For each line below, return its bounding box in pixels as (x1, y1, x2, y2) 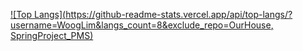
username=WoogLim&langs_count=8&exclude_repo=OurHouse (10, 19, 272, 31)
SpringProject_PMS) (10, 30, 94, 41)
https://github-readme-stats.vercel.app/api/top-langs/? (65, 9, 293, 20)
